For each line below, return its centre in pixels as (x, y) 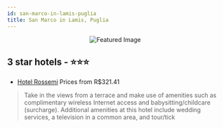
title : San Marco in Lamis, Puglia (58, 20)
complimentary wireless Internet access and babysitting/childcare (117, 103)
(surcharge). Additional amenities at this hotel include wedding (112, 110)
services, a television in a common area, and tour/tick (99, 117)
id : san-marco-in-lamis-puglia (52, 13)
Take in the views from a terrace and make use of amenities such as (120, 95)
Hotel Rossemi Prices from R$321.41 (68, 82)
